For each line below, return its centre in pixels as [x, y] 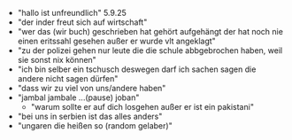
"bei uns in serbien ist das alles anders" [90, 116]
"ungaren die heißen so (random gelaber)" [95, 126]
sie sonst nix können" [57, 60]
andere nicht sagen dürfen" [68, 78]
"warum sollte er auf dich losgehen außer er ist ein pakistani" [142, 107]
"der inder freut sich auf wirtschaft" [82, 22]
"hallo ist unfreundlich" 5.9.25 [72, 13]
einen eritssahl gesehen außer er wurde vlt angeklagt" [117, 41]
